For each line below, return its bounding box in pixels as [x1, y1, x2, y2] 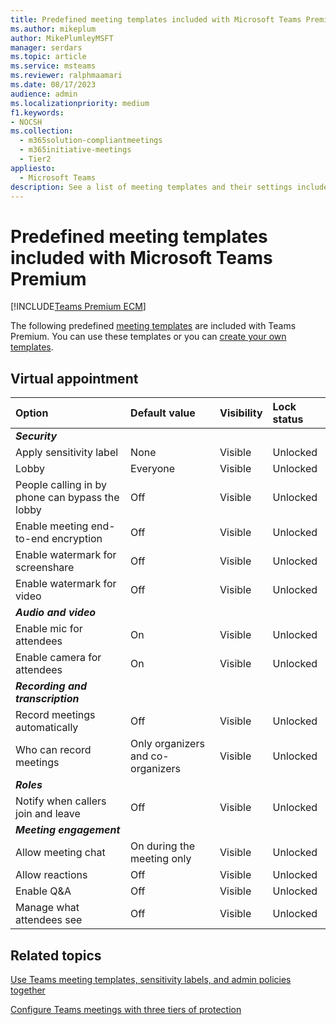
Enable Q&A [15, 884, 72, 898]
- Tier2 [19, 154, 52, 164]
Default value [130, 406, 196, 420]
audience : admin [10, 89, 78, 99]
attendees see [15, 913, 83, 927]
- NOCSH [10, 117, 43, 127]
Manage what [15, 901, 80, 915]
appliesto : [10, 163, 56, 173]
